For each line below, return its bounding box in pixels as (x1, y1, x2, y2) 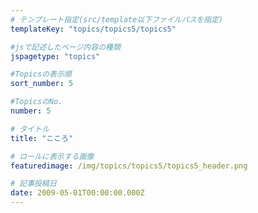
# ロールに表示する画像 (10, 151, 95, 161)
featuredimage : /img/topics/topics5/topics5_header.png (10, 161, 248, 171)
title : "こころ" (10, 133, 74, 143)
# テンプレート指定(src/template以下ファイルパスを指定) (10, 14, 224, 25)
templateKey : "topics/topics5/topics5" (10, 24, 177, 34)
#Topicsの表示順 (10, 69, 72, 80)
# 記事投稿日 (10, 179, 57, 189)
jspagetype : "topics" (10, 51, 101, 61)
